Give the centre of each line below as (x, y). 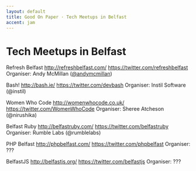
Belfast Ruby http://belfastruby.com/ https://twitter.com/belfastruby (87, 126)
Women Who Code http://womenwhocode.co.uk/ (65, 102)
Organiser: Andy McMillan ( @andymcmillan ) (59, 74)
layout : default (26, 11)
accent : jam (20, 22)
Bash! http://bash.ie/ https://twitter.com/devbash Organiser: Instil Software (96, 85)
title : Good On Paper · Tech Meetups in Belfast (66, 17)
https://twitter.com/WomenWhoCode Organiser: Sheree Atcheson (85, 109)
